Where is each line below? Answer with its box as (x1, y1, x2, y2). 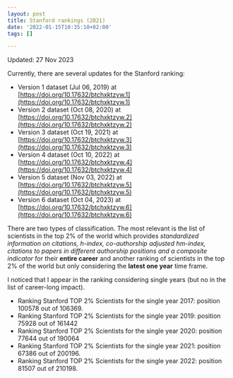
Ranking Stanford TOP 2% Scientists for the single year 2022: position (17, 357, 222, 365)
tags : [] (7, 30, 33, 37)
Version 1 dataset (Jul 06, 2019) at (17, 83, 117, 92)
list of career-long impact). (7, 283, 85, 292)
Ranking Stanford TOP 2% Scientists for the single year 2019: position (17, 312, 221, 320)
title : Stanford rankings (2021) (7, 17, 106, 24)
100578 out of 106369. (17, 305, 83, 313)
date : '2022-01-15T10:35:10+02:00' (7, 23, 112, 30)
